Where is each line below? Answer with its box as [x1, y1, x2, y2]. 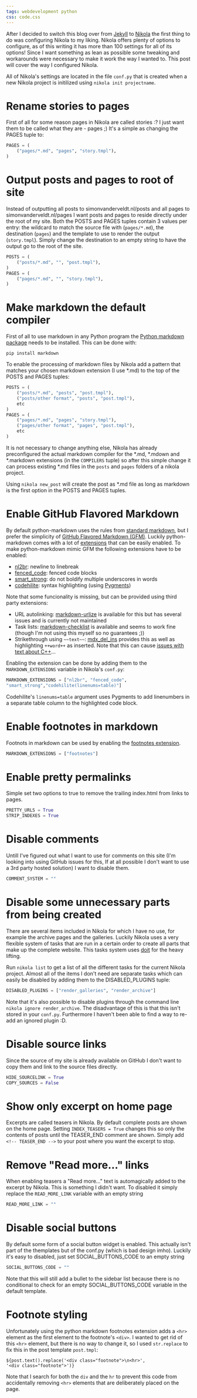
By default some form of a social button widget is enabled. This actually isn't [6, 1241, 191, 1248]
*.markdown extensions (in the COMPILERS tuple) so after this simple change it [6, 456, 191, 463]
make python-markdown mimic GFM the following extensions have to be [6, 545, 182, 552]
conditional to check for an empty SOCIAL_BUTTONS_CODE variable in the [6, 1281, 188, 1288]
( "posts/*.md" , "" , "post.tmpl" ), [16, 259, 101, 265]
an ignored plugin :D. [16, 1017, 67, 1024]
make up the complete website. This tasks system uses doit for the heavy [6, 946, 184, 953]
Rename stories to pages [6, 99, 130, 113]
